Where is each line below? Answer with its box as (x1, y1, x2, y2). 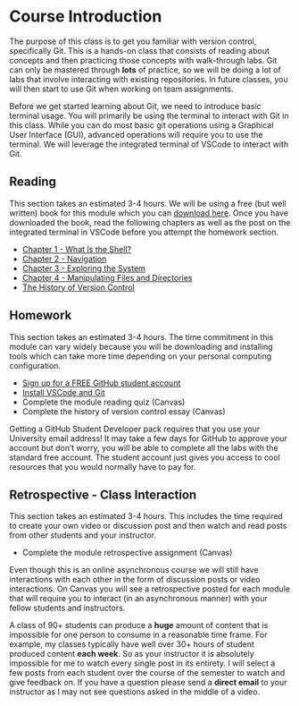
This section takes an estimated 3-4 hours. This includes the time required (9, 511, 283, 522)
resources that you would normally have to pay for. (9, 461, 196, 472)
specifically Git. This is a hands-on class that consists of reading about (9, 45, 270, 55)
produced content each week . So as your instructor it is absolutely (9, 649, 254, 659)
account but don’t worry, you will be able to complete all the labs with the (9, 442, 278, 453)
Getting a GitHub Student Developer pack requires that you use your (9, 423, 261, 434)
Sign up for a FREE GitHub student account (21, 378, 181, 388)
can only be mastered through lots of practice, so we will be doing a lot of (9, 64, 281, 75)
